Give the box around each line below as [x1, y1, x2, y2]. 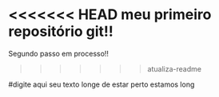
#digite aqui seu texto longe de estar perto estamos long [8, 80, 195, 89]
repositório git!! [8, 22, 114, 41]
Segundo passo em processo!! [8, 48, 109, 58]
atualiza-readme [147, 64, 202, 73]
